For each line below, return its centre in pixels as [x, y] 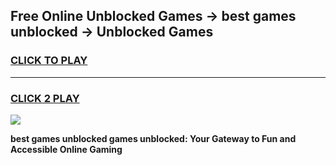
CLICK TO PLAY [49, 61]
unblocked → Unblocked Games [112, 32]
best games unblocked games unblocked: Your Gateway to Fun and [153, 138]
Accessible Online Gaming [66, 149]
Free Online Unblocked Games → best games [153, 16]
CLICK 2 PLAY [45, 98]
